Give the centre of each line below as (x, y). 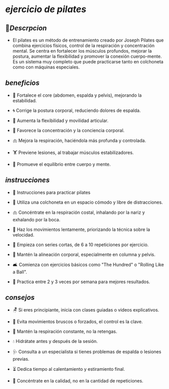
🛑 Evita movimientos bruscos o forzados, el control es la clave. (77, 322)
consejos (20, 298)
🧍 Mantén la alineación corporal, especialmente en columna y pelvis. (84, 254)
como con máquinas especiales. (46, 67)
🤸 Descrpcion (26, 28)
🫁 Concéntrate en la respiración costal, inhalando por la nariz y (79, 212)
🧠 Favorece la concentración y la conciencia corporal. (68, 130)
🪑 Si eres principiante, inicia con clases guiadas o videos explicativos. (86, 310)
